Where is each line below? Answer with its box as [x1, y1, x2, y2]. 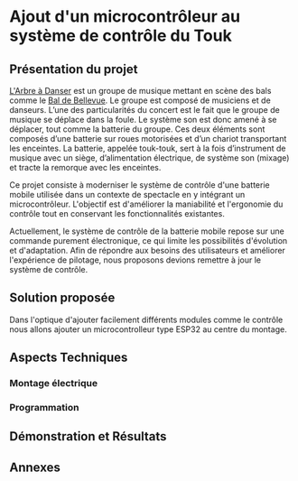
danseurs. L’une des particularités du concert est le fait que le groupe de [9, 105, 280, 115]
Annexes [9, 459, 61, 475]
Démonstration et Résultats [9, 429, 167, 444]
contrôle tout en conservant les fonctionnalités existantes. [9, 208, 226, 218]
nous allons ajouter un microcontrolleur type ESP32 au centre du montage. [9, 323, 287, 335]
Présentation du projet [9, 61, 138, 77]
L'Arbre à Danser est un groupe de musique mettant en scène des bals [9, 86, 272, 96]
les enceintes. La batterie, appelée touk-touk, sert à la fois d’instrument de [9, 143, 286, 153]
